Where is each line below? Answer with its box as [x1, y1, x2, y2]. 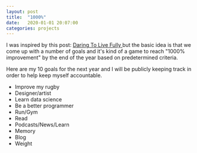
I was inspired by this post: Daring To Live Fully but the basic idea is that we [6, 42, 192, 49]
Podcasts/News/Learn [14, 121, 70, 128]
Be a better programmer [14, 102, 74, 110]
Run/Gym [14, 109, 38, 116]
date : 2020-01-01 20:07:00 [6, 20, 78, 26]
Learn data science [14, 96, 62, 103]
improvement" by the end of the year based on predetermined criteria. [6, 54, 178, 61]
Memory [14, 128, 36, 135]
